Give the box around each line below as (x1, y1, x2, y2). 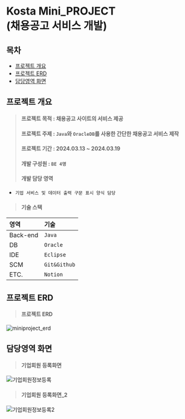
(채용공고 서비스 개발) (6, 19, 108, 33)
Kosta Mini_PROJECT (6, 4, 116, 18)
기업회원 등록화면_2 (21, 391, 68, 398)
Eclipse (44, 252, 67, 258)
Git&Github (44, 261, 76, 268)
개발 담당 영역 (21, 175, 53, 183)
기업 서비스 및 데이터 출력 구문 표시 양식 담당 (15, 190, 116, 196)
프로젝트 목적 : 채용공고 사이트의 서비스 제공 (21, 115, 124, 122)
